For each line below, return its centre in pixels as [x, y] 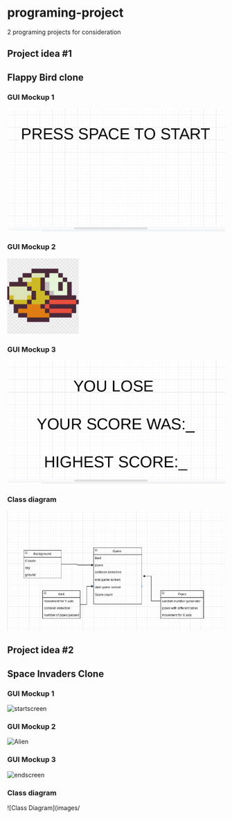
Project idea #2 [41, 650]
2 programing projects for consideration [64, 32]
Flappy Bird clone [46, 77]
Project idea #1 [40, 54]
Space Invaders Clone [56, 674]
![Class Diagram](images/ [44, 808]
